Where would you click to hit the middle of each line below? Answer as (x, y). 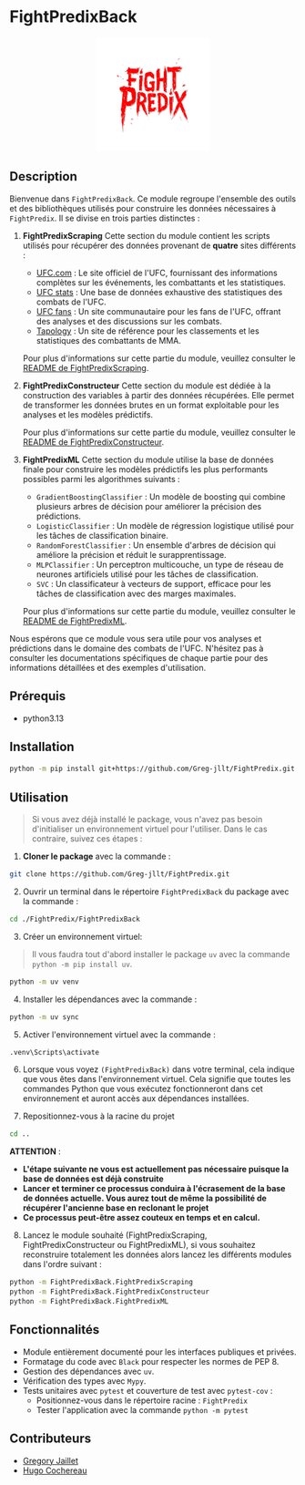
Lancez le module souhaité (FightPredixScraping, (115, 1235)
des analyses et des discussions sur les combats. (129, 321)
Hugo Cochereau (55, 1470)
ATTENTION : (35, 1151)
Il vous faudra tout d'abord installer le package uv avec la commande (161, 954)
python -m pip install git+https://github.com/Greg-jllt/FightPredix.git (152, 769)
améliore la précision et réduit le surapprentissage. (131, 554)
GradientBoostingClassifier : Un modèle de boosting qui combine (161, 496)
